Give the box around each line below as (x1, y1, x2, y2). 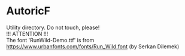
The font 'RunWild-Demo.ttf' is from (6, 36, 95, 43)
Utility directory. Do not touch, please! (6, 24, 100, 31)
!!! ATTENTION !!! (6, 30, 48, 37)
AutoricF (6, 4, 51, 18)
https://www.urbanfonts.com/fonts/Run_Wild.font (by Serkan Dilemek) (6, 43, 180, 50)
